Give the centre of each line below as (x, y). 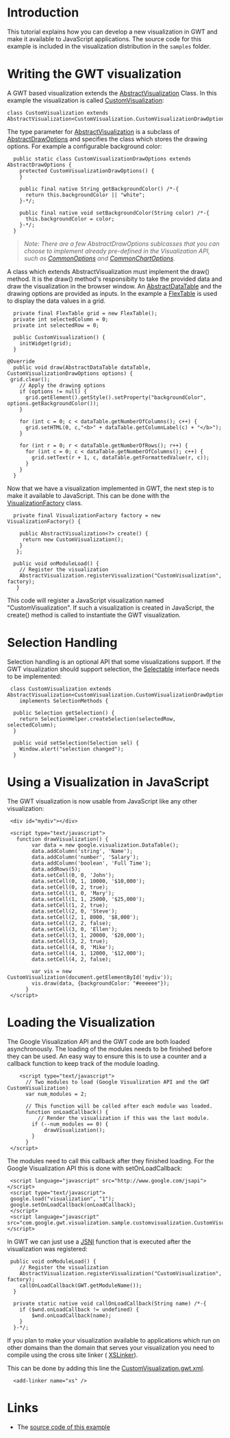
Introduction (43, 13)
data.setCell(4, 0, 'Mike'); (73, 947)
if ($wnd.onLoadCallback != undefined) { (79, 1310)
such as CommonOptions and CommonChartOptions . (100, 258)
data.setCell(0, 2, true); (70, 887)
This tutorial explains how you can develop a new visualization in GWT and (112, 32)
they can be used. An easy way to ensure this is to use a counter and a (107, 1056)
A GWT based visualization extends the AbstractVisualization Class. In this (112, 93)
